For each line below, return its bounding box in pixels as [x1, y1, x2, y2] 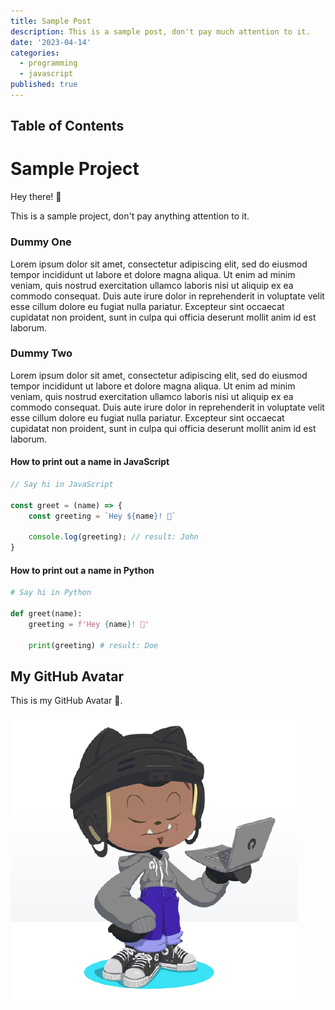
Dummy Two [10, 346, 73, 360]
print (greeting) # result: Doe [28, 640, 159, 650]
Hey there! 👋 [10, 191, 62, 203]
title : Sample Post [10, 16, 92, 26]
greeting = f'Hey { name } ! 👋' [28, 619, 150, 629]
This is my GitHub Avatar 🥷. [10, 695, 123, 707]
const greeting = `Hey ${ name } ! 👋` [28, 511, 177, 521]
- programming [19, 58, 78, 69]
